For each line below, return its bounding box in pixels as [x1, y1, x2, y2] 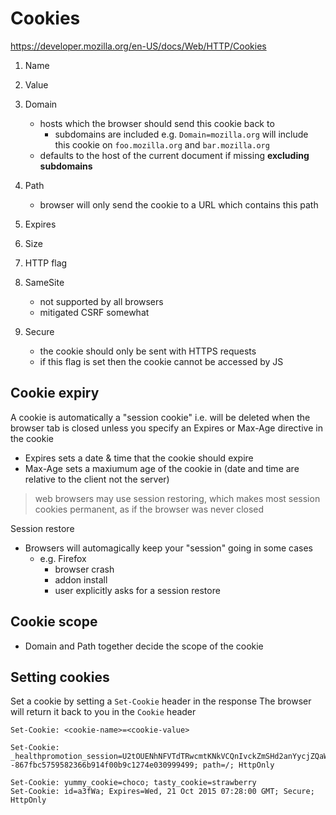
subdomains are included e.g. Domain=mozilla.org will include [54, 128, 309, 140]
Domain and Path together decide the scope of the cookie [24, 640, 264, 652]
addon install [54, 573, 108, 586]
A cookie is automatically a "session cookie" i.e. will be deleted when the [10, 411, 311, 423]
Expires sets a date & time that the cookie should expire [24, 452, 254, 464]
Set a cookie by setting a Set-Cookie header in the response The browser [10, 695, 312, 707]
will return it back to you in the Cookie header [10, 706, 197, 718]
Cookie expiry [10, 385, 100, 402]
